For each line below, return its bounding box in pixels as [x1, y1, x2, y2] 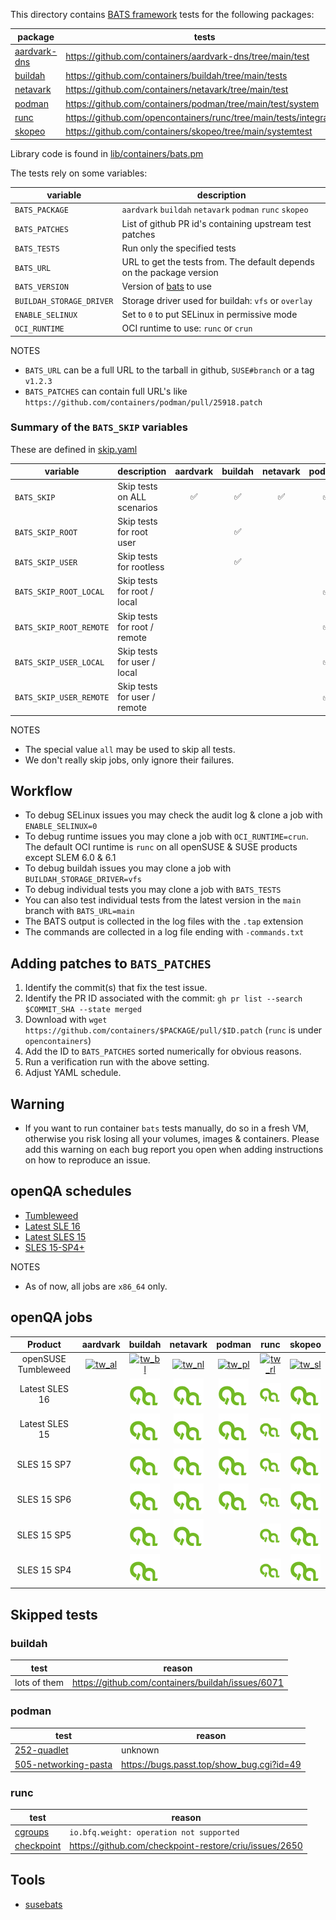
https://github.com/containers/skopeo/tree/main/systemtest [65, 125, 313, 137]
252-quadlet [14, 1744, 69, 1756]
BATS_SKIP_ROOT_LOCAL [14, 587, 105, 598]
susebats [24, 1898, 63, 1910]
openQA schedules [10, 1183, 132, 1200]
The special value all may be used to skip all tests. [24, 743, 236, 755]
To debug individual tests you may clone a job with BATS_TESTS [24, 884, 282, 896]
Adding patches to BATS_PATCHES [10, 955, 212, 972]
